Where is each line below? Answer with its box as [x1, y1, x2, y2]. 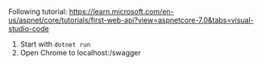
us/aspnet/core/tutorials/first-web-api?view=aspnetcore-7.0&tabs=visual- [8, 15, 254, 25]
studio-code [8, 24, 50, 33]
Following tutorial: [8, 7, 68, 16]
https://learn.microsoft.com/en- [69, 7, 175, 16]
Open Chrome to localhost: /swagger [19, 48, 141, 57]
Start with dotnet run [19, 39, 91, 49]
